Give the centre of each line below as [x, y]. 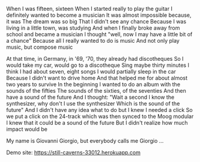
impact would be [27, 129]
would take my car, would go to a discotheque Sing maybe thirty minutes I [98, 65]
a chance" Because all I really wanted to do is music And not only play [93, 41]
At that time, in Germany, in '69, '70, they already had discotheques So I [95, 59]
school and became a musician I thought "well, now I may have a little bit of [99, 34]
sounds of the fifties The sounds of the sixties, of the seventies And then [96, 91]
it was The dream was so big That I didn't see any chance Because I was [96, 21]
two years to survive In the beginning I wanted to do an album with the [93, 84]
